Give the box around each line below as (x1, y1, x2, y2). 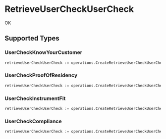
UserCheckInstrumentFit (4, 95, 66, 102)
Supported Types (4, 34, 60, 43)
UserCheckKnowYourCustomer (4, 49, 83, 56)
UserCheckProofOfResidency (4, 72, 78, 79)
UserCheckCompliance (4, 118, 62, 125)
